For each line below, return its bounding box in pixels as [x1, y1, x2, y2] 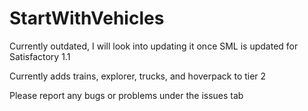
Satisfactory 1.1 [9, 50, 71, 62]
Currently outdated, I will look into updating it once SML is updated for [9, 40, 299, 52]
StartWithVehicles [9, 7, 165, 30]
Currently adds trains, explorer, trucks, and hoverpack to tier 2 [9, 70, 267, 82]
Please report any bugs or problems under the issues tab [9, 89, 244, 101]
